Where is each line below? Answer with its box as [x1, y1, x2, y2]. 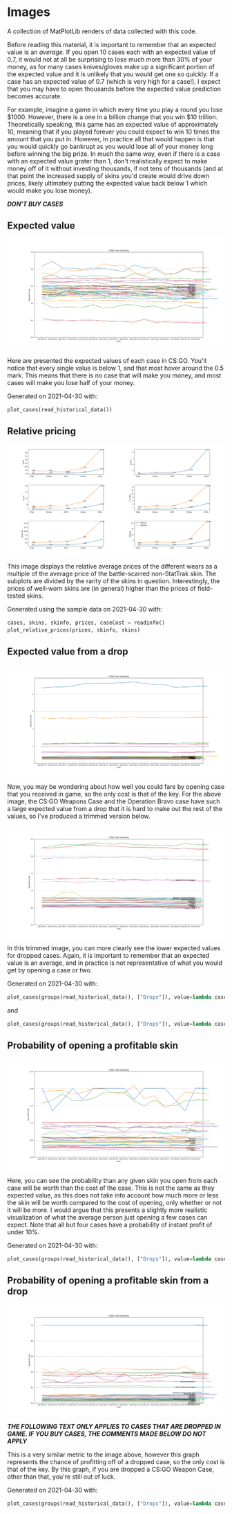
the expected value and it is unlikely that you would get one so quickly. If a [7, 70, 219, 78]
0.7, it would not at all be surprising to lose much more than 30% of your [7, 55, 213, 63]
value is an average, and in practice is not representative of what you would [7, 959, 223, 967]
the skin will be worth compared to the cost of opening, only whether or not [7, 1198, 222, 1206]
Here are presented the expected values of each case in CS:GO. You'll [7, 357, 207, 365]
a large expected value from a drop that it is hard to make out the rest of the [7, 805, 223, 813]
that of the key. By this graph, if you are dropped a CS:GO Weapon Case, [7, 1465, 215, 1473]
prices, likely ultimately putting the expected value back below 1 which [7, 179, 208, 187]
